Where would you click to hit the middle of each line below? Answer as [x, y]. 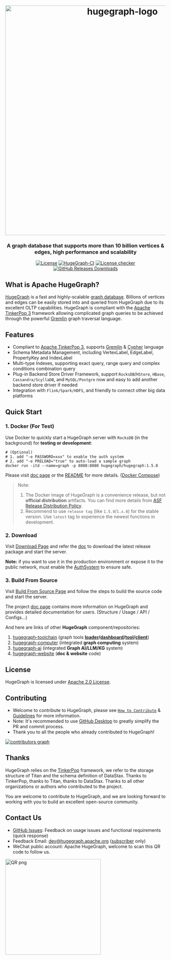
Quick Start [24, 412]
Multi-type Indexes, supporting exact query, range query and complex [86, 363]
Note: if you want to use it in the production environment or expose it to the [84, 562]
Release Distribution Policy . [54, 506]
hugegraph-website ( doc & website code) [57, 654]
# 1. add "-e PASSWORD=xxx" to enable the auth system [65, 457]
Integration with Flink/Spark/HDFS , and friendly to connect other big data [89, 390]
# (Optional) [19, 452]
